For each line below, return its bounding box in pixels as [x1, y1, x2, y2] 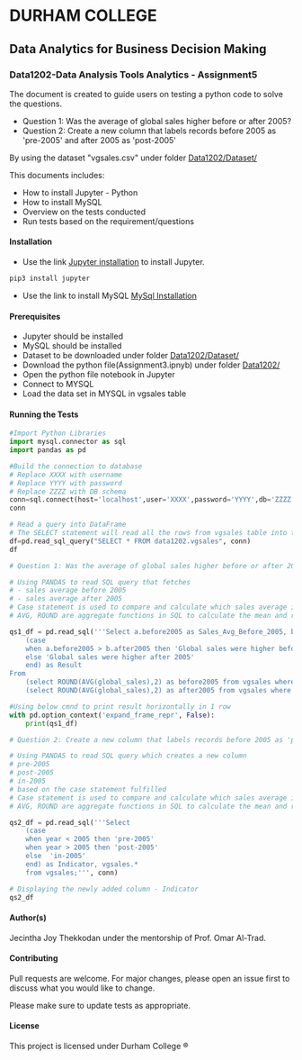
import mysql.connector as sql [9, 438, 127, 447]
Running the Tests [9, 409, 79, 420]
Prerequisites [9, 311, 61, 322]
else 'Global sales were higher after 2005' [25, 652, 195, 662]
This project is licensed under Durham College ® [9, 1041, 189, 1052]
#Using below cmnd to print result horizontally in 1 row [9, 702, 231, 711]
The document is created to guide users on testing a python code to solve [9, 88, 283, 99]
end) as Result [25, 661, 83, 670]
